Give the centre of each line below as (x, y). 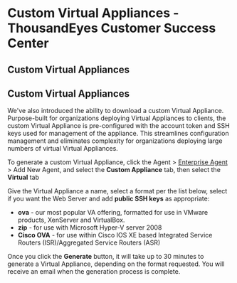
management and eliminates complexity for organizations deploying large (115, 141)
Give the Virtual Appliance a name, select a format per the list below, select (117, 191)
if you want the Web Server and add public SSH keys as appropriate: (109, 199)
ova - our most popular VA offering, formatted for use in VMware (113, 213)
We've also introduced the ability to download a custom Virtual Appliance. (116, 111)
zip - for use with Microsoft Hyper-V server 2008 (90, 228)
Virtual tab (23, 177)
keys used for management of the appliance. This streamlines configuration (118, 134)
